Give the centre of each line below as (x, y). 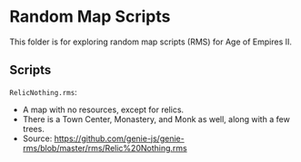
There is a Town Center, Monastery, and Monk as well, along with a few (156, 119)
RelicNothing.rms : (43, 91)
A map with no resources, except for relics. (103, 110)
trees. (34, 129)
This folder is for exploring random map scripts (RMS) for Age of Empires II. (151, 42)
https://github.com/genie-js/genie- (119, 138)
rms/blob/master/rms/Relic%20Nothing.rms (105, 148)
